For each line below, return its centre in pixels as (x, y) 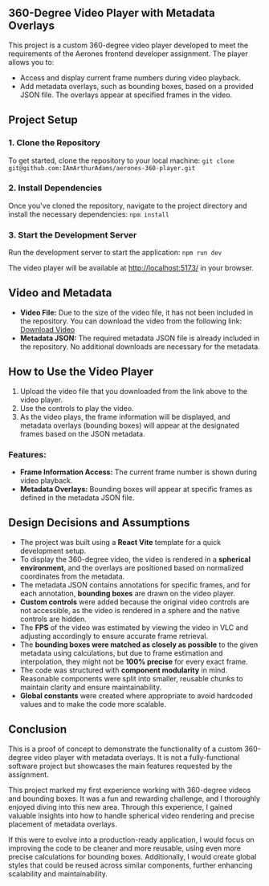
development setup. (53, 551)
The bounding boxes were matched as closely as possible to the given (139, 644)
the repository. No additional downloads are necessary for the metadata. (140, 346)
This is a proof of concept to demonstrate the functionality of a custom (126, 749)
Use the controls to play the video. (77, 408)
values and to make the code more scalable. (93, 704)
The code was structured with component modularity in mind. (124, 670)
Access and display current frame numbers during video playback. (130, 77)
